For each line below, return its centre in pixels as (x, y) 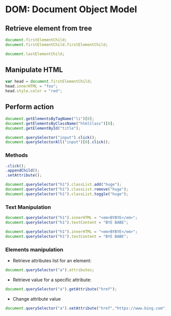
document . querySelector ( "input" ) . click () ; (51, 137)
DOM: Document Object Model (71, 9)
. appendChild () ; (22, 171)
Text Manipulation (28, 207)
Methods (17, 155)
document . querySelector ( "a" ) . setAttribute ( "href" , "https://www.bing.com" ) (86, 308)
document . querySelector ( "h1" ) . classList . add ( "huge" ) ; (64, 185)
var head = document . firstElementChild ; (49, 82)
